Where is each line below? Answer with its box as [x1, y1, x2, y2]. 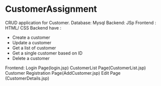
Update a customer [12, 39, 52, 45]
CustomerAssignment [5, 3, 97, 15]
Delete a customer [12, 55, 50, 61]
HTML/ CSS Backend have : [5, 25, 62, 30]
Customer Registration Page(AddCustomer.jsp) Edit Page [5, 70, 121, 76]
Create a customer [12, 34, 50, 40]
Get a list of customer [12, 45, 57, 51]
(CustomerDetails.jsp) [5, 75, 50, 81]
